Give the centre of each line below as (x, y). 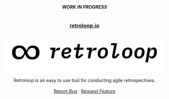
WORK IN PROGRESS (84, 7)
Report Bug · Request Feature (84, 91)
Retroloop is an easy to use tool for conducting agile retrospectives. (84, 80)
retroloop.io (84, 26)
